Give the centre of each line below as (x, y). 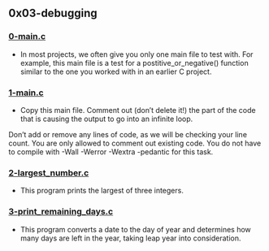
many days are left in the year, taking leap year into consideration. (130, 238)
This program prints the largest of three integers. (102, 191)
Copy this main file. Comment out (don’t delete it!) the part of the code (138, 110)
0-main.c (27, 37)
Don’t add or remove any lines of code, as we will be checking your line (128, 134)
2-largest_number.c (49, 172)
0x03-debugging (53, 13)
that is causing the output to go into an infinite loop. (106, 119)
